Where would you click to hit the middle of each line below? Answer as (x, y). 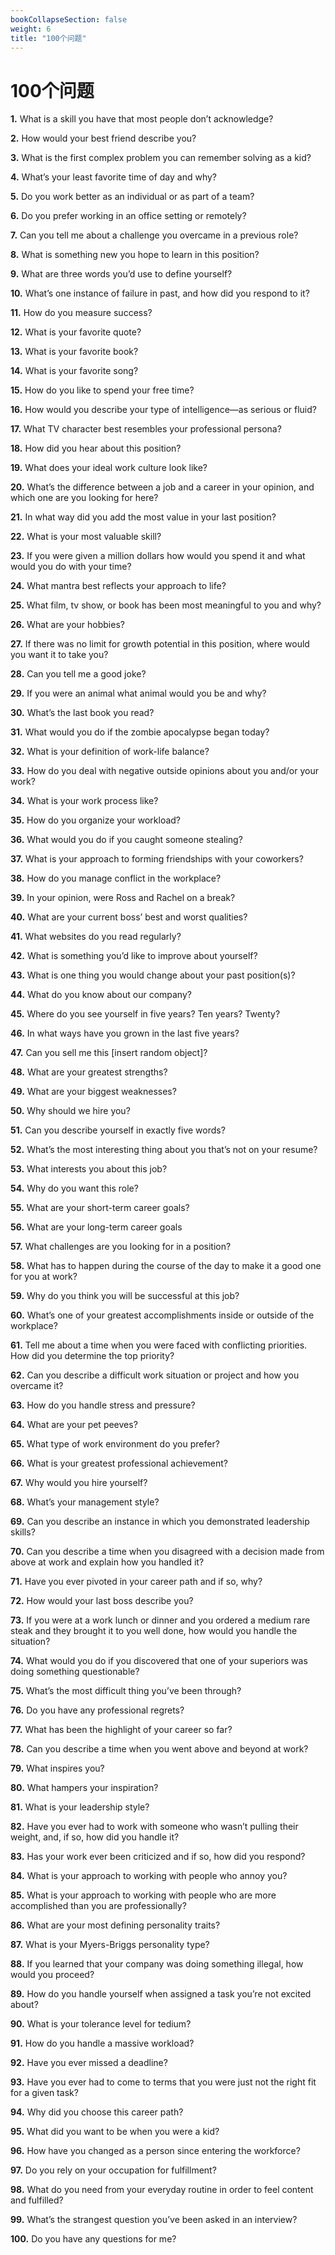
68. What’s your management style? (85, 1502)
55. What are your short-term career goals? (100, 1208)
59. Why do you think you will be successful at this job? (125, 1296)
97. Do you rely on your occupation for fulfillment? (113, 2170)
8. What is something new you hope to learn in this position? (135, 255)
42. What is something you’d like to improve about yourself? (134, 956)
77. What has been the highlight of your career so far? (121, 1730)
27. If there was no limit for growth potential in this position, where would (160, 644)
